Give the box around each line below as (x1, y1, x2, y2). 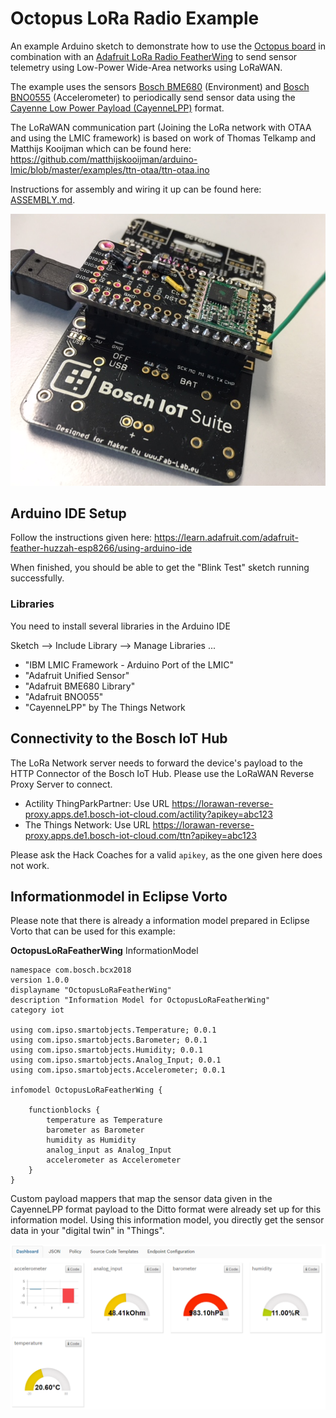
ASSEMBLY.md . (10, 193, 76, 206)
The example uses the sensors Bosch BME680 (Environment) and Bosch (10, 80, 310, 92)
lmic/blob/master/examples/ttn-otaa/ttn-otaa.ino (10, 163, 210, 176)
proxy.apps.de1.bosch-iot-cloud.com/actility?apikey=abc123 (24, 808, 273, 820)
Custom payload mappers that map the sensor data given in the (10, 1193, 273, 1205)
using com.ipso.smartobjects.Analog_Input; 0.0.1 (10, 1055, 222, 1066)
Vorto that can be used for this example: (10, 925, 176, 937)
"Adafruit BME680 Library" (24, 680, 136, 692)
